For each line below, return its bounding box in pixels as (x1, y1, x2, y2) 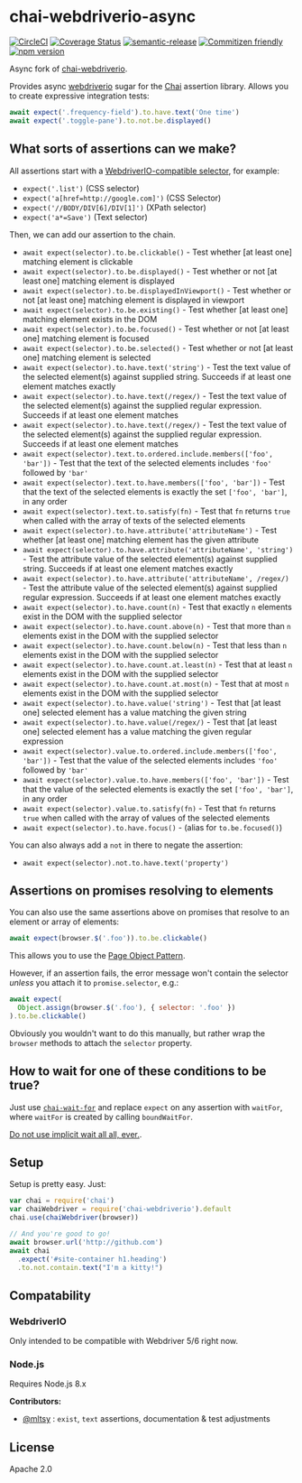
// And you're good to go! (9, 1229, 111, 1238)
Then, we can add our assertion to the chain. (9, 228, 176, 240)
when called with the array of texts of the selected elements (22, 514, 246, 525)
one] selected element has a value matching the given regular (22, 726, 252, 737)
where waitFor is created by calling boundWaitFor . (9, 1111, 194, 1122)
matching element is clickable (22, 255, 133, 267)
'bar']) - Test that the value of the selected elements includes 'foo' (22, 755, 278, 765)
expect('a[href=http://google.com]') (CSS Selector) (22, 192, 222, 203)
